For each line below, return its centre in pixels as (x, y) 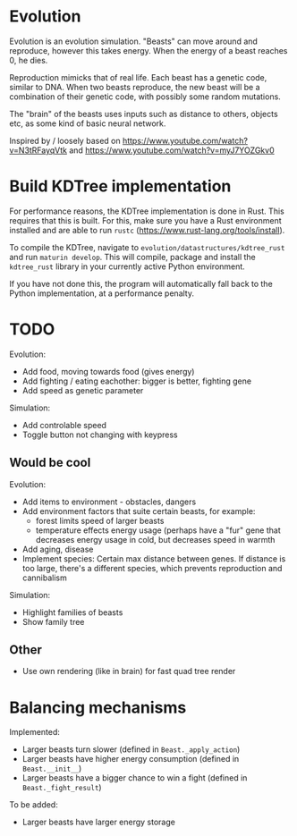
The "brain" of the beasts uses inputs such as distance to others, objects (144, 114)
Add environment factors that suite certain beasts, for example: (139, 511)
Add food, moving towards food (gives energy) (108, 371)
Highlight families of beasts (72, 612)
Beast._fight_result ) (62, 788)
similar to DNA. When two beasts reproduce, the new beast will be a (135, 87)
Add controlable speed (64, 425)
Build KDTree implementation (120, 186)
